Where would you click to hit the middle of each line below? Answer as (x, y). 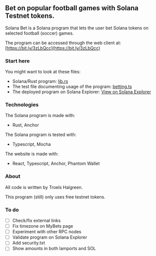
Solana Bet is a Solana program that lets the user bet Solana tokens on (77, 28)
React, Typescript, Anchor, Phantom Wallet (56, 164)
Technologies (22, 105)
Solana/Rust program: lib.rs (40, 81)
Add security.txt (29, 243)
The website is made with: (32, 154)
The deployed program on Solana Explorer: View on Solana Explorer (81, 92)
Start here (18, 61)
